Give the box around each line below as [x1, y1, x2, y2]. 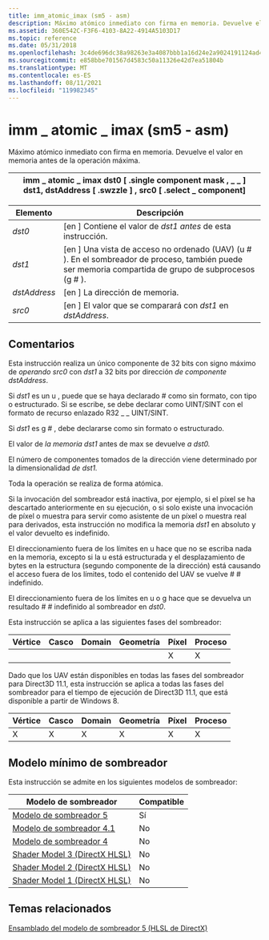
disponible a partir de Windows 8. [8, 696, 120, 706]
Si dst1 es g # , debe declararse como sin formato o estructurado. [8, 424, 225, 434]
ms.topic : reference [8, 34, 78, 42]
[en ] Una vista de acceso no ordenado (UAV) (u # [63, 244, 252, 255]
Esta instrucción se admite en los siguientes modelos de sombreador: [8, 777, 238, 786]
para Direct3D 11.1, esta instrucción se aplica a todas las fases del [8, 679, 224, 689]
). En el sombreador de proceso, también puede [63, 254, 243, 265]
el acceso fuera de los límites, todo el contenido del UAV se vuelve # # [8, 570, 242, 579]
